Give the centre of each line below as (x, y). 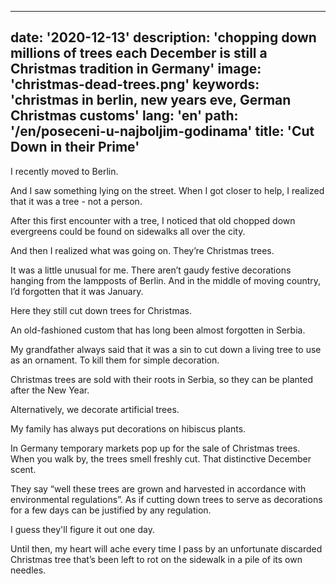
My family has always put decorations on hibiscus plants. (128, 428)
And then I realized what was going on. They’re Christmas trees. (142, 250)
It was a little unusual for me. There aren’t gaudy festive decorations (151, 270)
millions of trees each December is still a (139, 53)
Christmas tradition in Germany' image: (136, 69)
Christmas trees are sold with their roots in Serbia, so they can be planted (161, 379)
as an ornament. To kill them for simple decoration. (115, 360)
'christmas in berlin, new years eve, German (151, 100)
